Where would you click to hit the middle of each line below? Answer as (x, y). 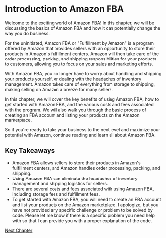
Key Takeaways (30, 150)
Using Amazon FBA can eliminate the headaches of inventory (75, 178)
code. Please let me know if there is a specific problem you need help (83, 215)
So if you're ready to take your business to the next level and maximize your (83, 129)
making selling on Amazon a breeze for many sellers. (59, 89)
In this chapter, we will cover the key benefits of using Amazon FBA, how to (82, 99)
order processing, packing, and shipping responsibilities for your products (81, 59)
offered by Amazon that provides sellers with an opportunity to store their (80, 48)
